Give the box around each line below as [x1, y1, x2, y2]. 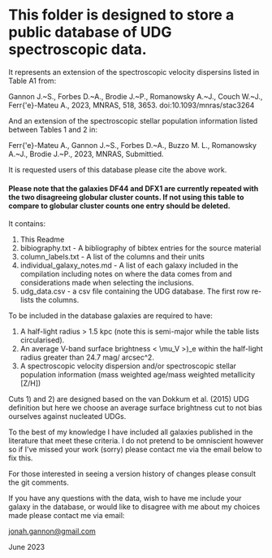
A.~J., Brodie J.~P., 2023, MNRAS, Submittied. [8, 149, 164, 159]
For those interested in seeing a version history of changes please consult [8, 469, 257, 479]
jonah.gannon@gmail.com [8, 526, 96, 536]
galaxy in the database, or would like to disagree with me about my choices [8, 502, 261, 512]
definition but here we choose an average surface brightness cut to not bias [8, 403, 262, 412]
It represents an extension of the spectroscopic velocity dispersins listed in [8, 67, 260, 76]
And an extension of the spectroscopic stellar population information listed [8, 116, 258, 125]
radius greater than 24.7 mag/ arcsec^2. [19, 352, 154, 363]
